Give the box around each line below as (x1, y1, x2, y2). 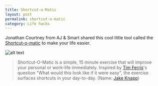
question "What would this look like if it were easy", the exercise (17, 70, 149, 76)
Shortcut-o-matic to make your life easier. (5, 40, 91, 46)
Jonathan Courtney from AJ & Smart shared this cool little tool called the (5, 35, 154, 41)
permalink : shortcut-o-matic (5, 16, 66, 21)
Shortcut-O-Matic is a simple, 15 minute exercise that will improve (17, 59, 152, 65)
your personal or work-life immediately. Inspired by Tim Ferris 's (17, 65, 148, 71)
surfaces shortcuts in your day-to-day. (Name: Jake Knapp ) (17, 75, 140, 81)
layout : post (5, 12, 32, 17)
